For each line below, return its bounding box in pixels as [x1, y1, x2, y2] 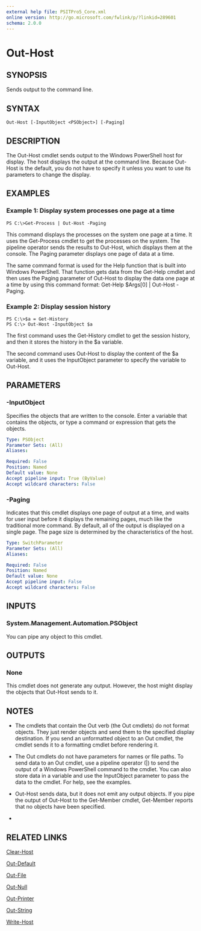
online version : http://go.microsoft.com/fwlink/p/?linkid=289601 [6, 14, 176, 21]
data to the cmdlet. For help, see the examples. [14, 778, 132, 786]
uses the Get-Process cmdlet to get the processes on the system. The [6, 237, 181, 244]
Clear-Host [6, 848, 34, 855]
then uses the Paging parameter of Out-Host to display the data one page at [6, 274, 195, 282]
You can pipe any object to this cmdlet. [6, 633, 103, 640]
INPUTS [6, 601, 36, 611]
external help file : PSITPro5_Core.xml [6, 8, 107, 15]
